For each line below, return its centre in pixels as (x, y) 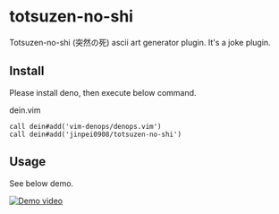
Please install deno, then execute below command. (103, 92)
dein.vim (25, 110)
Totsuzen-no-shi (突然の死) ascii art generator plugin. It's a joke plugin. (140, 42)
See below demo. (42, 183)
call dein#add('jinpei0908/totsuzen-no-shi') (95, 134)
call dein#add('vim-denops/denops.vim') (86, 126)
